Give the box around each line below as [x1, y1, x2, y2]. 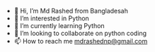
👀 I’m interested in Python [13, 14, 90, 22]
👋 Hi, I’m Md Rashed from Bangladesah [13, 7, 129, 15]
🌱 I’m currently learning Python [13, 22, 105, 30]
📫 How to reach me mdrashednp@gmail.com [13, 37, 148, 45]
